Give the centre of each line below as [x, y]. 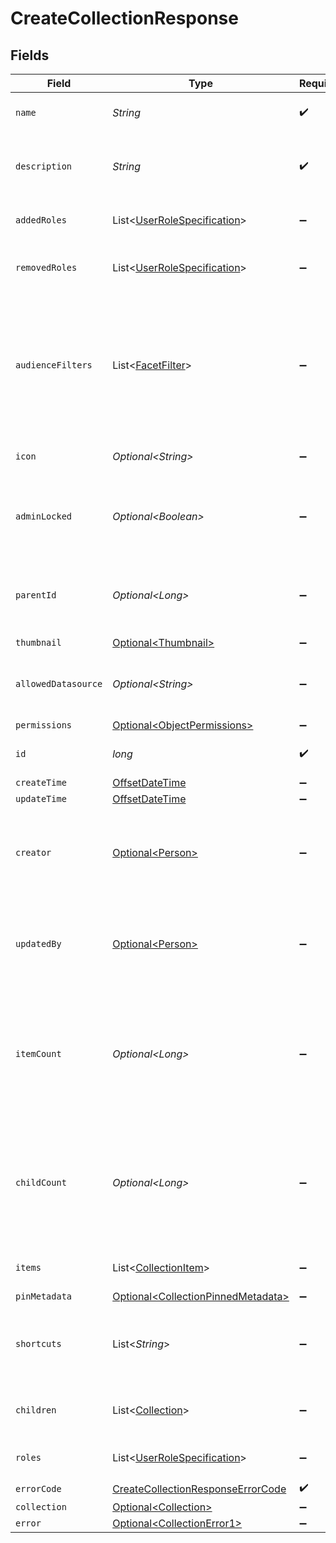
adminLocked [44, 516]
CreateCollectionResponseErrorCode [199, 1489]
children [36, 1410]
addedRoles [41, 220]
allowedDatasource [59, 683]
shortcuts [38, 1343]
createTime [41, 782]
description [44, 166]
